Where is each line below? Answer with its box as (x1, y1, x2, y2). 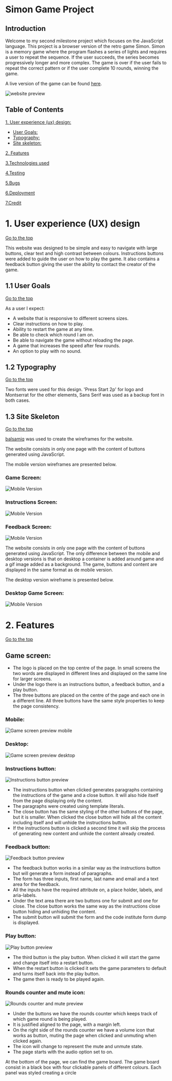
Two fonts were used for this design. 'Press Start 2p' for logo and (5, 386, 144, 393)
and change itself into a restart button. (12, 960, 94, 966)
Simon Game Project (5, 4, 94, 15)
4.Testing (5, 170, 25, 176)
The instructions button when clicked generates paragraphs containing (12, 787, 163, 793)
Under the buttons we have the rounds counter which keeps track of (12, 1010, 158, 1017)
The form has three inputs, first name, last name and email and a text (12, 876, 159, 882)
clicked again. (12, 1038, 43, 1044)
